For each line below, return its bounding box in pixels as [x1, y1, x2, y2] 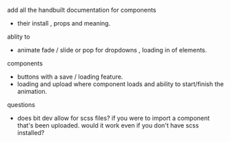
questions [7, 101, 36, 109]
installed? [17, 129, 45, 136]
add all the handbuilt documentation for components [7, 6, 157, 14]
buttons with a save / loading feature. [17, 72, 123, 81]
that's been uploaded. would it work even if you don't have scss [17, 121, 199, 130]
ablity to [7, 32, 30, 41]
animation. [17, 88, 48, 95]
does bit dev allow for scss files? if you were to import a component [17, 114, 210, 122]
